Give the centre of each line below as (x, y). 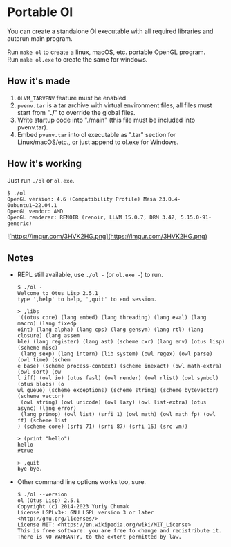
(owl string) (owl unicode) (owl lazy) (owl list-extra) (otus (113, 402)
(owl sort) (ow (39, 372)
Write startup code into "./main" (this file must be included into (106, 120)
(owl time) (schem (44, 360)
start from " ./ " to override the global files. (76, 112)
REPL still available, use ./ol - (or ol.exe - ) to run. (90, 275)
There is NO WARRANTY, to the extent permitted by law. (99, 537)
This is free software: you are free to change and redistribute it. (120, 531)
